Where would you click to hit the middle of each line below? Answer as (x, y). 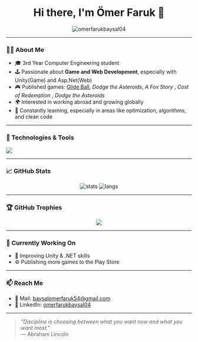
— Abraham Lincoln (44, 334)
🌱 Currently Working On (41, 243)
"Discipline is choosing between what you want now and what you (101, 321)
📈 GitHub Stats (29, 171)
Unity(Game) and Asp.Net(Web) (53, 80)
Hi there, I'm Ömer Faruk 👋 (99, 13)
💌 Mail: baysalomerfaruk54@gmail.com (62, 298)
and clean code (34, 117)
